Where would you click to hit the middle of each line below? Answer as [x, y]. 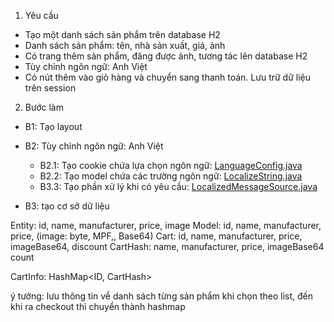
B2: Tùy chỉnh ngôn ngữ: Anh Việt [94, 146]
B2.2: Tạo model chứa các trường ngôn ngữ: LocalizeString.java [171, 176]
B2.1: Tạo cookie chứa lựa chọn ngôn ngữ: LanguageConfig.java [171, 165]
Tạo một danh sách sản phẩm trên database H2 [122, 34]
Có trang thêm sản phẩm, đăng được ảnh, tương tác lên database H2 [166, 56]
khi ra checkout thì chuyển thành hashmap [98, 306]
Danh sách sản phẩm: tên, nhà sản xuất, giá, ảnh [125, 45]
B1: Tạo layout [53, 126]
